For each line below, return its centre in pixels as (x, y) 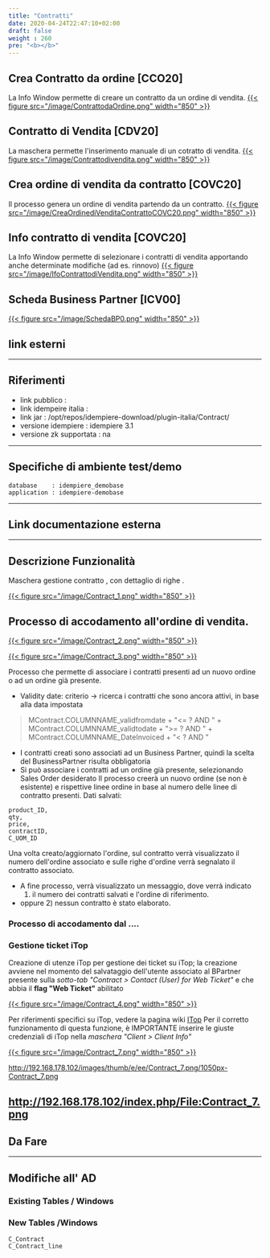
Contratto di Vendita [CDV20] (84, 131)
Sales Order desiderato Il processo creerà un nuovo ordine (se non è (133, 779)
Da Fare (28, 1142)
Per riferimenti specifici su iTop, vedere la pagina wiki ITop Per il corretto (129, 1020)
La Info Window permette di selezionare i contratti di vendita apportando (128, 257)
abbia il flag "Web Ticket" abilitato (66, 989)
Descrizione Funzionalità (72, 561)
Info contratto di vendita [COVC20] (98, 238)
